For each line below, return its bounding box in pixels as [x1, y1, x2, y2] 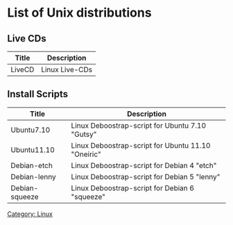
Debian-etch [10, 160, 53, 170]
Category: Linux [7, 210, 53, 218]
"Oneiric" [71, 149, 102, 159]
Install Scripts [7, 88, 69, 100]
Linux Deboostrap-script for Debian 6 [71, 183, 194, 192]
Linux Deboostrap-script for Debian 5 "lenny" [71, 172, 221, 181]
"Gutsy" [71, 129, 97, 139]
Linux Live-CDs [41, 65, 93, 74]
